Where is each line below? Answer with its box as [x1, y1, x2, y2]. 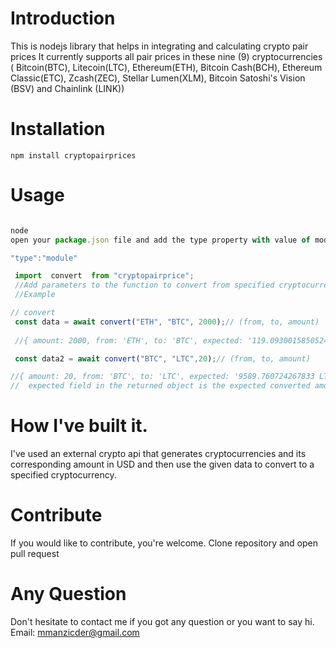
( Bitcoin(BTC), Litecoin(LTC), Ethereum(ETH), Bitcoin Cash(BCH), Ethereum [10, 61, 323, 73]
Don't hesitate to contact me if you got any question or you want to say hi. [10, 616, 315, 627]
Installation [10, 118, 106, 141]
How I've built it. [10, 415, 148, 437]
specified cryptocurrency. [10, 469, 117, 481]
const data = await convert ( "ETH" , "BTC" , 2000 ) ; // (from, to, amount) [14, 317, 320, 327]
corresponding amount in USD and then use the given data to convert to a [10, 458, 315, 471]
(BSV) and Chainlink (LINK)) [10, 82, 125, 94]
